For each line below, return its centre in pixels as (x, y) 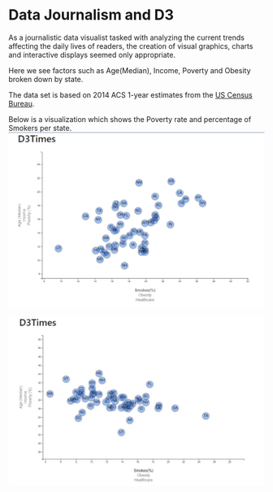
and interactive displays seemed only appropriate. (92, 54)
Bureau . (22, 103)
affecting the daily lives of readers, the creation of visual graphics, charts (131, 46)
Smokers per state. (40, 128)
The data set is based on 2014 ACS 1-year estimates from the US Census (131, 94)
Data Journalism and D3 (91, 15)
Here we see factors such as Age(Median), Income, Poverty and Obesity (130, 70)
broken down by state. (46, 79)
